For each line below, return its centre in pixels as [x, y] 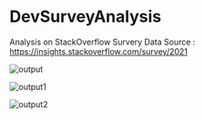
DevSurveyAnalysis [86, 17]
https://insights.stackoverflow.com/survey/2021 [99, 51]
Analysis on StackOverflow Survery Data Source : [102, 42]
